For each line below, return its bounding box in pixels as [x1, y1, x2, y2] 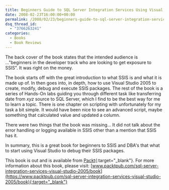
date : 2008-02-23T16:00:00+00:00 [5, 12, 75, 17]
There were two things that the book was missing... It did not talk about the [5, 121, 160, 128]
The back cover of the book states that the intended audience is [5, 54, 138, 60]
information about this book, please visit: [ [5, 162, 93, 169]
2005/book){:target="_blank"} [5, 178, 68, 184]
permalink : [5, 17, 28, 22]
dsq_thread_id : [5, 21, 37, 27]
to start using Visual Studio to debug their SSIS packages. [5, 147, 125, 154]
